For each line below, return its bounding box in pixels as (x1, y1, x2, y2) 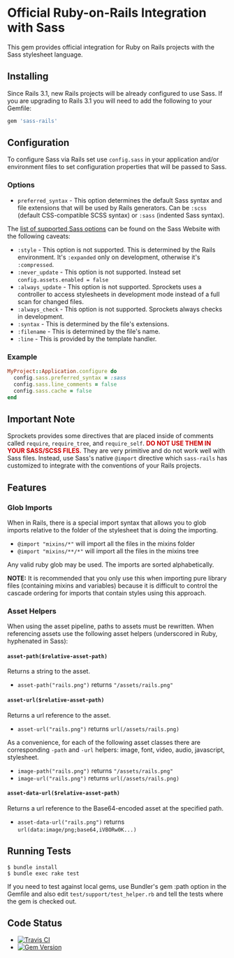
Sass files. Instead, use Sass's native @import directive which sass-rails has (7, 454, 228, 463)
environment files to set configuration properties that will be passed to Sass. (7, 163, 227, 171)
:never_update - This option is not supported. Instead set (17, 268, 182, 276)
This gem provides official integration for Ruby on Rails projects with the (7, 43, 215, 51)
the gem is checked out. (7, 897, 77, 906)
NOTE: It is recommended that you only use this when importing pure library (7, 574, 227, 582)
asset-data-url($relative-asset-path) (7, 790, 120, 797)
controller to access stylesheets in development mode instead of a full (17, 290, 220, 298)
